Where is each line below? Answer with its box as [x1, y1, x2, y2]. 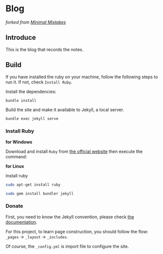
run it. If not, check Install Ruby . [5, 79, 72, 85]
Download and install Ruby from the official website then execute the [5, 148, 143, 154]
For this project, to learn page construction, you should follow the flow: [5, 228, 149, 234]
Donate [5, 202, 23, 209]
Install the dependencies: [5, 88, 57, 94]
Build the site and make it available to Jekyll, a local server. [5, 107, 124, 113]
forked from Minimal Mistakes [5, 19, 66, 25]
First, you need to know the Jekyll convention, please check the [5, 214, 134, 220]
